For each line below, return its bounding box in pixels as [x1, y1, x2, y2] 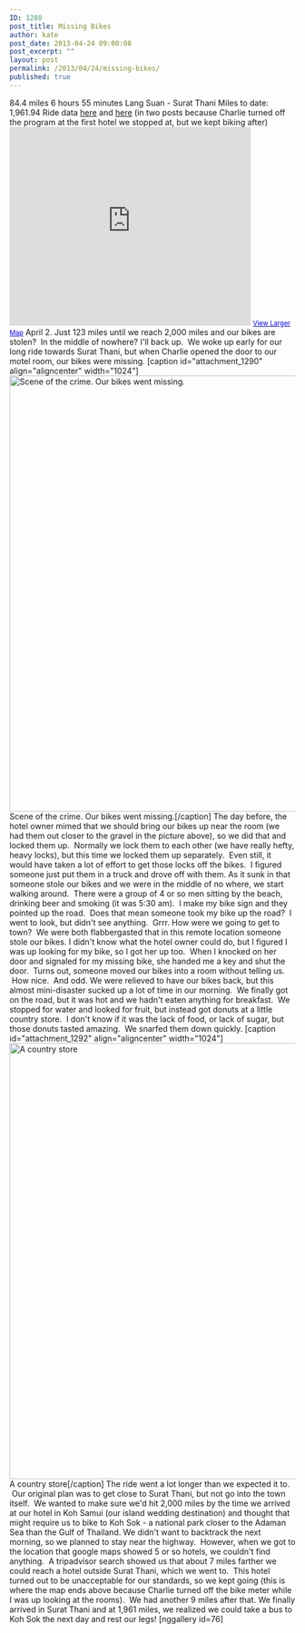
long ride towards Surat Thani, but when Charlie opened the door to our [9, 346, 278, 357]
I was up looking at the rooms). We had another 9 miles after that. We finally [9, 1594, 296, 1605]
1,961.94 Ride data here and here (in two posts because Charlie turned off [9, 106, 286, 118]
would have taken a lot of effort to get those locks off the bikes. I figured [9, 859, 282, 870]
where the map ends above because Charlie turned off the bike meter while [9, 1584, 292, 1595]
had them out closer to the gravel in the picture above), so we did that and [9, 830, 287, 841]
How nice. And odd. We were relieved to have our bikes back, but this [11, 975, 274, 985]
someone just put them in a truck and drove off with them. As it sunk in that [9, 868, 290, 879]
